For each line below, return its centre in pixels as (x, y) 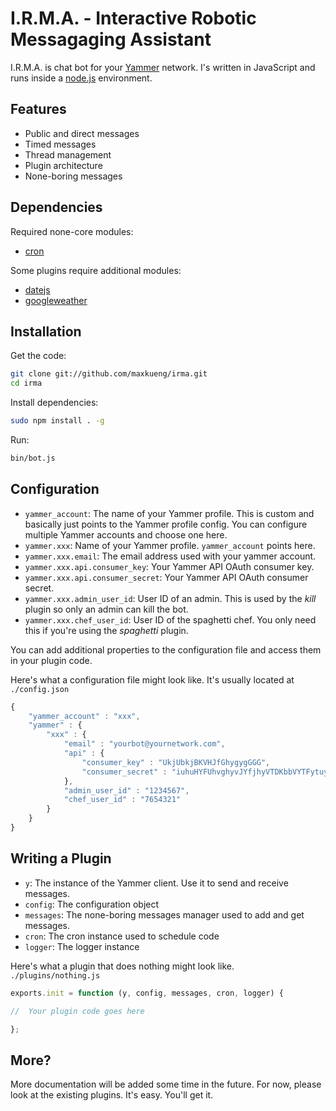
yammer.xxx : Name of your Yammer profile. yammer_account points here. (170, 545)
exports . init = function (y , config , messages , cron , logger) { (147, 993)
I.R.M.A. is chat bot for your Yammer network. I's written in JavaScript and (163, 67)
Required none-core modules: (72, 231)
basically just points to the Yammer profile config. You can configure (166, 524)
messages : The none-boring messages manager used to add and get (164, 914)
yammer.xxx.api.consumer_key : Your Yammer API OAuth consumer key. (169, 566)
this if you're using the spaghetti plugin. (106, 630)
